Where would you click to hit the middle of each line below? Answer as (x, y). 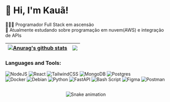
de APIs (14, 35)
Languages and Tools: (33, 63)
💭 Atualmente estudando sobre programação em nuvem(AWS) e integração (85, 30)
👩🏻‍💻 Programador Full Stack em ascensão (50, 24)
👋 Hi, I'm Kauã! (37, 10)
